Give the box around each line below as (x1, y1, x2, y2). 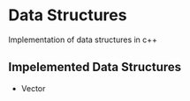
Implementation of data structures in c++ (8, 34, 158, 45)
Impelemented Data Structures (8, 60, 182, 75)
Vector (20, 83, 46, 93)
